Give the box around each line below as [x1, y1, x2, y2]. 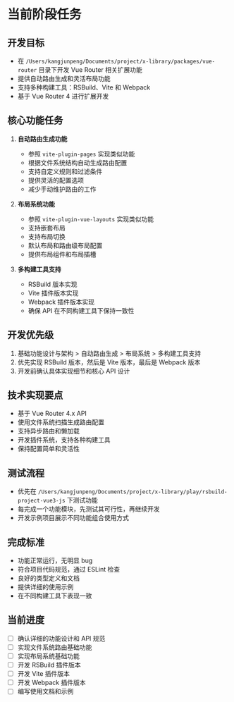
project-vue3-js [17, 498, 66, 505]
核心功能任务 [7, 114, 63, 127]
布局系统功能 [17, 199, 55, 208]
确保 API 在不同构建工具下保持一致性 [27, 306, 135, 314]
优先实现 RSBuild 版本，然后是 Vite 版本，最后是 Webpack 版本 [17, 357, 201, 367]
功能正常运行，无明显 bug [17, 556, 93, 565]
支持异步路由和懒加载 [17, 427, 80, 436]
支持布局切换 [27, 232, 66, 240]
